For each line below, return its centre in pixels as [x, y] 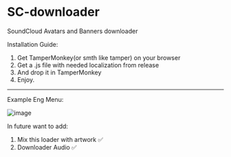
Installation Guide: [33, 44]
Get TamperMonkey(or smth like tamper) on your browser [99, 57]
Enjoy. [26, 79]
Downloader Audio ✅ [47, 147]
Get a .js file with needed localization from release [88, 65]
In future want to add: [38, 126]
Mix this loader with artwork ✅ [60, 139]
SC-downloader [53, 12]
